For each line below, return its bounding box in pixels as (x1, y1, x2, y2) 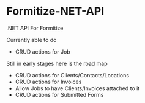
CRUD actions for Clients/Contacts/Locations (15, 71, 130, 79)
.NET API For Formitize (6, 24, 64, 32)
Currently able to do (6, 36, 57, 43)
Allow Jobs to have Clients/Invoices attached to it (15, 84, 140, 92)
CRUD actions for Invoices (15, 78, 82, 85)
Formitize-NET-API (6, 4, 105, 18)
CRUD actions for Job (15, 48, 70, 55)
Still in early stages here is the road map (6, 60, 108, 67)
